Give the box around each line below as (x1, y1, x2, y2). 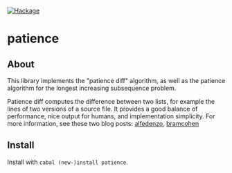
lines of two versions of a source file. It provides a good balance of (7, 104, 198, 113)
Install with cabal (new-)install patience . (7, 158, 128, 166)
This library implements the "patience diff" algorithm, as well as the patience (7, 77, 226, 84)
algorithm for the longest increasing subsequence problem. (7, 84, 177, 92)
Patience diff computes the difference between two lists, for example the (7, 98, 215, 105)
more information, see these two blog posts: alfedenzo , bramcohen (7, 120, 199, 127)
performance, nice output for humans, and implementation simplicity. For (7, 112, 215, 120)
